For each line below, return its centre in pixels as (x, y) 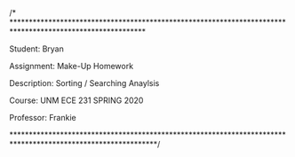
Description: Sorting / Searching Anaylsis (84, 83)
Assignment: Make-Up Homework (72, 66)
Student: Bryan (36, 49)
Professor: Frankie (43, 118)
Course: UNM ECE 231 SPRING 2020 (76, 100)
